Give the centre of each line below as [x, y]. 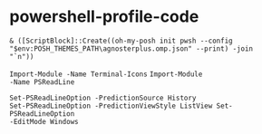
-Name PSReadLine [42, 82]
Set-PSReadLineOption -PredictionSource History [103, 98]
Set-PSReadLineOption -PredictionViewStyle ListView [111, 106]
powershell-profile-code [104, 17]
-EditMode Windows [44, 121]
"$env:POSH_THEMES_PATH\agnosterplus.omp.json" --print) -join [131, 48]
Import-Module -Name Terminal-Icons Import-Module [106, 74]
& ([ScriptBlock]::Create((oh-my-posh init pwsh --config [121, 41]
